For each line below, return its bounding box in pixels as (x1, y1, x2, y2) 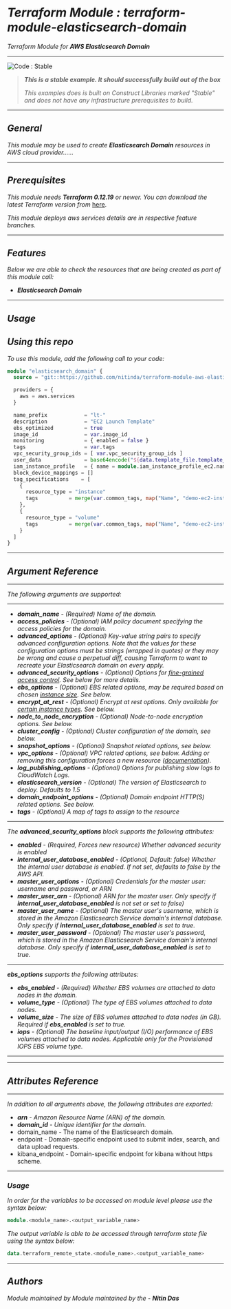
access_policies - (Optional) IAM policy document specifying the (16, 617, 203, 626)
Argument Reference (7, 565, 99, 577)
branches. (7, 220, 36, 229)
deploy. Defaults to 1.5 (16, 785, 80, 794)
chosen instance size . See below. (16, 690, 112, 699)
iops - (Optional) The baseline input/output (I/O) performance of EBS (16, 1028, 213, 1036)
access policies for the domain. (16, 625, 107, 633)
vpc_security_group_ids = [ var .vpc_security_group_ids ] (13, 450, 184, 457)
